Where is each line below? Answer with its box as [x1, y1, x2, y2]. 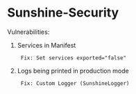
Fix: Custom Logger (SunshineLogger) [20, 79, 130, 87]
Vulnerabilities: [7, 28, 50, 36]
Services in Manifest [17, 41, 76, 49]
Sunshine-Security [7, 5, 119, 21]
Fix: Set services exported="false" [20, 54, 127, 62]
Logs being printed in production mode [17, 66, 130, 75]
